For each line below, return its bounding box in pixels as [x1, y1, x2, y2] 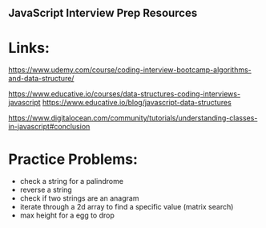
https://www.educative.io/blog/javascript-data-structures [42, 98, 232, 108]
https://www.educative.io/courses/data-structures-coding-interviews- [8, 89, 241, 99]
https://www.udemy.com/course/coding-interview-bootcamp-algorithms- [8, 65, 252, 75]
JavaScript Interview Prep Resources [8, 6, 198, 20]
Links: [8, 39, 50, 57]
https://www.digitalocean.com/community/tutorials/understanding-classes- [8, 113, 258, 123]
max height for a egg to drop [19, 210, 115, 220]
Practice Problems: [8, 150, 139, 168]
